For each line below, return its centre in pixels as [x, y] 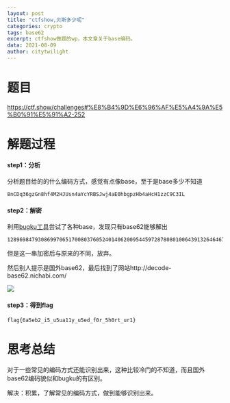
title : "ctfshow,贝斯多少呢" [46, 20]
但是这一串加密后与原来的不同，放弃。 [61, 254]
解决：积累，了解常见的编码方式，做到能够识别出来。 [82, 393]
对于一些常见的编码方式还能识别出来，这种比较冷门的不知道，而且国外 [106, 369]
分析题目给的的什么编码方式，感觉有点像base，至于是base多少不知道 [105, 182]
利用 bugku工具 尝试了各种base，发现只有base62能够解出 [87, 227]
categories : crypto [35, 26]
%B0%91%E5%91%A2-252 [46, 114]
